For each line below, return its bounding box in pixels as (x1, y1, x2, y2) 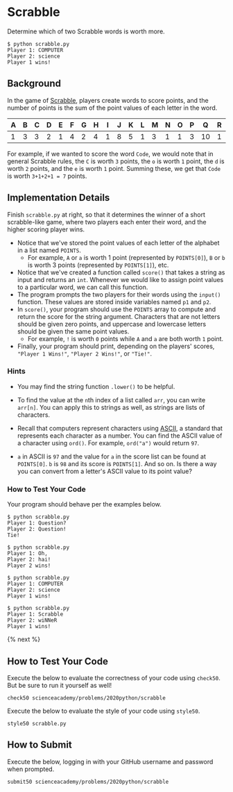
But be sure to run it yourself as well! (7, 681, 112, 689)
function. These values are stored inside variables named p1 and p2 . (17, 297, 212, 306)
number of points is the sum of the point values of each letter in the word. (7, 104, 218, 112)
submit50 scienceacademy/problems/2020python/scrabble (7, 778, 169, 785)
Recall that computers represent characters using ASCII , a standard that (17, 424, 223, 432)
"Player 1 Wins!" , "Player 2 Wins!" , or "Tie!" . (17, 349, 153, 358)
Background (7, 78, 61, 90)
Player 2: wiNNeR (7, 617, 58, 624)
